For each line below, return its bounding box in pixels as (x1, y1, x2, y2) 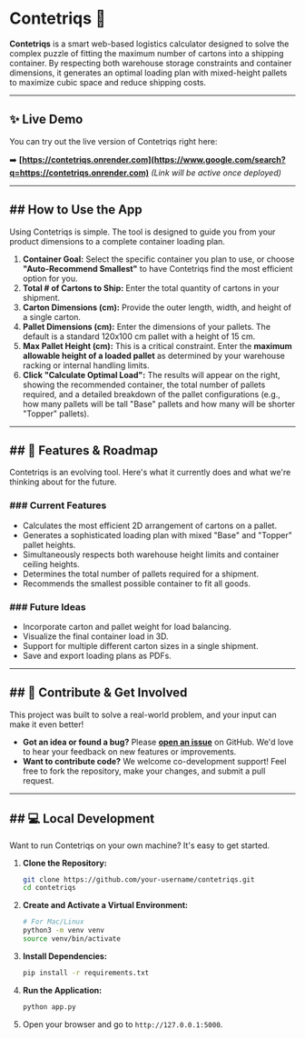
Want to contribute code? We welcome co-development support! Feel (22, 755, 287, 766)
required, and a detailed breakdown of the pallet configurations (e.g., (22, 388, 281, 399)
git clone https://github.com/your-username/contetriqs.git (22, 874, 255, 884)
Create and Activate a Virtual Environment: (22, 900, 189, 911)
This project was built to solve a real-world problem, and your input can (9, 709, 277, 720)
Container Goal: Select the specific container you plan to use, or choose (22, 254, 295, 265)
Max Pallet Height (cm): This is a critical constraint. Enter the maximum (22, 340, 292, 351)
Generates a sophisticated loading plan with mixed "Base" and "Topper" (22, 529, 293, 540)
